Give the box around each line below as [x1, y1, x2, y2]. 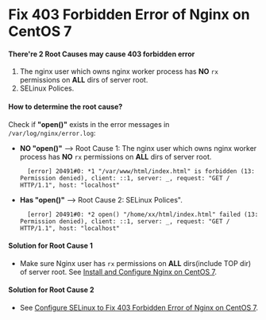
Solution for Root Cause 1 [8, 241, 94, 251]
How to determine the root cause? [8, 102, 123, 111]
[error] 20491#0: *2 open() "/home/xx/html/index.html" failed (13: [27, 210, 259, 218]
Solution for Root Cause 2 [8, 285, 94, 295]
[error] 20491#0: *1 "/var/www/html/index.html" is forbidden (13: [27, 167, 256, 175]
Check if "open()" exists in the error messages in [8, 119, 170, 129]
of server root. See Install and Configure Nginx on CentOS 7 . [19, 267, 217, 276]
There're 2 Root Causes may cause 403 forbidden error [8, 49, 195, 59]
